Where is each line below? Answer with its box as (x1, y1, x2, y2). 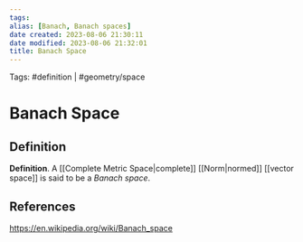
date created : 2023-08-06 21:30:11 (9, 30, 144, 39)
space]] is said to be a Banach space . (9, 172, 151, 183)
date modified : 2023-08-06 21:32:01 (9, 38, 147, 48)
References (9, 199, 76, 214)
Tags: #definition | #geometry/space (9, 71, 146, 82)
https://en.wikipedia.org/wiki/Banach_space (9, 222, 174, 233)
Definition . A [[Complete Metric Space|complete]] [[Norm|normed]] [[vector (9, 163, 294, 174)
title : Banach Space (9, 47, 88, 56)
